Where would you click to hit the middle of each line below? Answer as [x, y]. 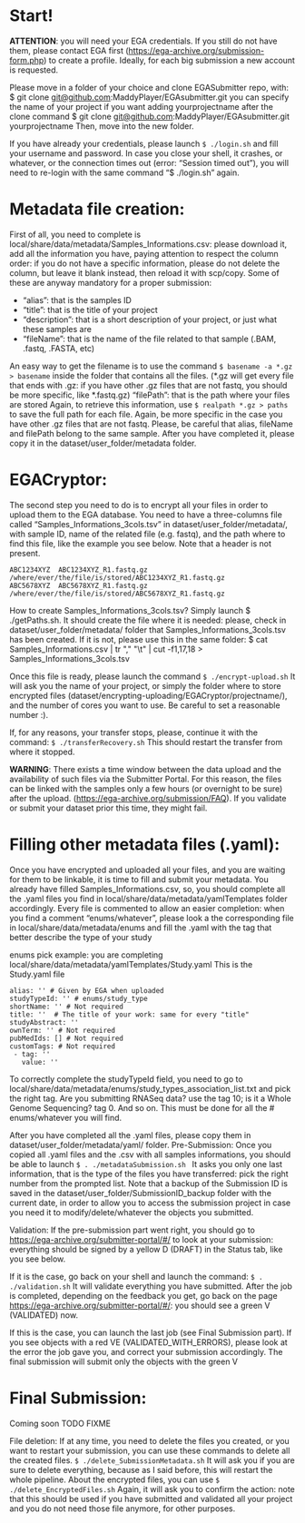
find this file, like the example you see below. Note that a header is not [141, 543]
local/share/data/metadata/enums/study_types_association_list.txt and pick [150, 1088]
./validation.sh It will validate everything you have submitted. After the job [151, 1286]
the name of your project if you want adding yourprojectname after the [142, 106]
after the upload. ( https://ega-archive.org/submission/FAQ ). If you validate [148, 798]
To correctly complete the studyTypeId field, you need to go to [126, 1079]
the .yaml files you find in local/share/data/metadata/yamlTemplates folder [148, 899]
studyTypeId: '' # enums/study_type [79, 998]
